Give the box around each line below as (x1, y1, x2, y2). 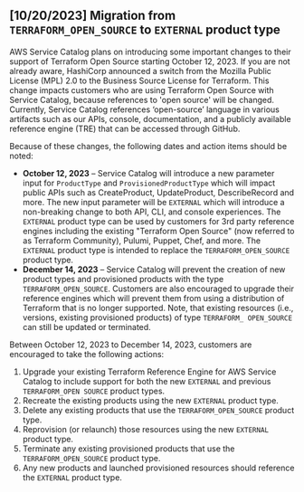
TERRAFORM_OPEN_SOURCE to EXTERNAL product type (9, 23, 280, 38)
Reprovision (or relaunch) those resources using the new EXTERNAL (22, 423, 270, 434)
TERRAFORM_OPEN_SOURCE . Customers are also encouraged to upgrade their (22, 283, 295, 294)
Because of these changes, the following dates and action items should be (9, 140, 288, 151)
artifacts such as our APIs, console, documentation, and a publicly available (9, 113, 291, 124)
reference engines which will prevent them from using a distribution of (22, 292, 285, 303)
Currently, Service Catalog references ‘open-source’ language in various (9, 104, 280, 115)
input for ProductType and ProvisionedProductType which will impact (22, 177, 276, 188)
